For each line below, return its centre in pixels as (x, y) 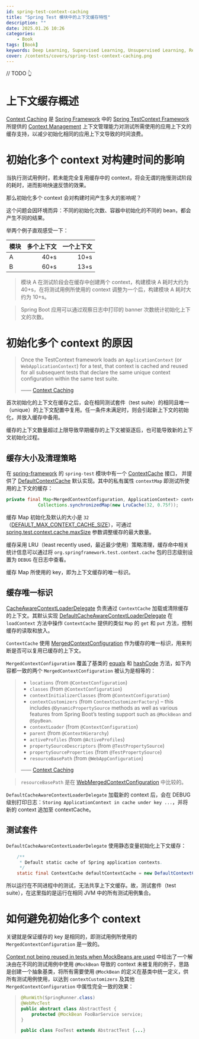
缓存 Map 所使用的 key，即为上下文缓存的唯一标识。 (70, 572)
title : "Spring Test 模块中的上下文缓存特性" (58, 17)
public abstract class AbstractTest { (68, 1009)
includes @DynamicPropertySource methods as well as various (103, 707)
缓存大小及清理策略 (41, 458)
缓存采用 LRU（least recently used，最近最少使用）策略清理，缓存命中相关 (97, 545)
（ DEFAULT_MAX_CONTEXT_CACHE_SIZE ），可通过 (69, 525)
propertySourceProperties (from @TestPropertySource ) (96, 752)
